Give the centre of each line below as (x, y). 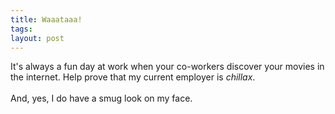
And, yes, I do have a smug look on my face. (101, 98)
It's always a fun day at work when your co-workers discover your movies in (167, 67)
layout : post (37, 38)
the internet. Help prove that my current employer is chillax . (133, 77)
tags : (21, 29)
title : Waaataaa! (46, 19)
